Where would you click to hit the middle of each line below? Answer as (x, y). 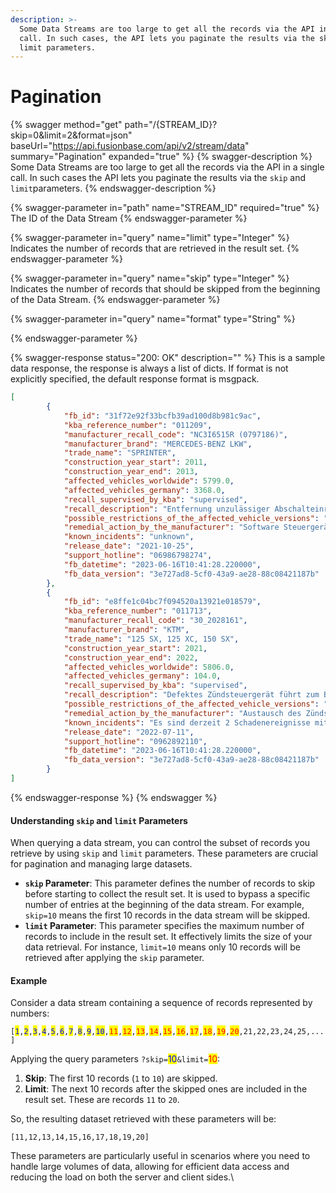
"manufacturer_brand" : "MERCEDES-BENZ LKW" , (158, 444)
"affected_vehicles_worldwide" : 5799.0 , (149, 481)
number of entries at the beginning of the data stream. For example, (164, 905)
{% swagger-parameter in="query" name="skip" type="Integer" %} (150, 278)
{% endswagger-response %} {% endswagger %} (114, 797)
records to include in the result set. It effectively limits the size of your (168, 937)
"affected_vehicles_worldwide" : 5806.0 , (149, 667)
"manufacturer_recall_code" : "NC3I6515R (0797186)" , (175, 434)
